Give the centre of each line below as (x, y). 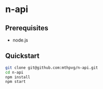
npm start (16, 82)
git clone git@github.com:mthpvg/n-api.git (52, 68)
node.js (20, 40)
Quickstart (22, 56)
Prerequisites (27, 28)
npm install (18, 77)
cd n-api (14, 72)
